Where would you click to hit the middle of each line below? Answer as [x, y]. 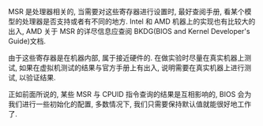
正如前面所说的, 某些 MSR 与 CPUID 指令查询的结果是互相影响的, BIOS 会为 [130, 94]
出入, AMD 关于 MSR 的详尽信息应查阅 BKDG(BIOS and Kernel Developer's [129, 31]
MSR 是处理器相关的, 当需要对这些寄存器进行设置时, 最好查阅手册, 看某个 [126, 11]
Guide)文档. [27, 41]
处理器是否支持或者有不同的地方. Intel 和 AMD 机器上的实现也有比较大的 [139, 21]
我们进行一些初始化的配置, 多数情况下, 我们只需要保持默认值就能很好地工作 [130, 104]
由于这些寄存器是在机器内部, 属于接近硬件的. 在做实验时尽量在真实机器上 [126, 58]
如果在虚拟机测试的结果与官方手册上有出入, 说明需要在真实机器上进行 [131, 68]
